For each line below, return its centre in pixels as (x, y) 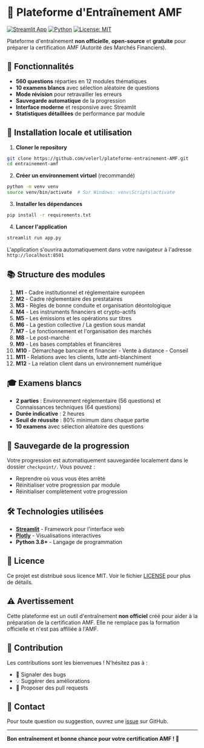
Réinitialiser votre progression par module (68, 485)
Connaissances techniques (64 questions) (68, 407)
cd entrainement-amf (33, 164)
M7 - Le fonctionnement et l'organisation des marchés (84, 331)
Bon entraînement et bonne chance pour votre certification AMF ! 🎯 (93, 739)
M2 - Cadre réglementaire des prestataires (69, 299)
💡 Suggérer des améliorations (53, 681)
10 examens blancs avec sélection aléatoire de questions (87, 87)
